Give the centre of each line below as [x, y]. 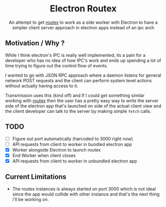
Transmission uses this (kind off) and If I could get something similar [75, 95]
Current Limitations [36, 177]
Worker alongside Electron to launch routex [56, 150]
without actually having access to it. [42, 86]
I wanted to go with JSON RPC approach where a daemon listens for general [83, 75]
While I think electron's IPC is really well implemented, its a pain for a [75, 55]
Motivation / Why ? [35, 43]
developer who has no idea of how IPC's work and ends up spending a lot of [83, 60]
